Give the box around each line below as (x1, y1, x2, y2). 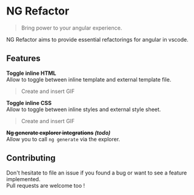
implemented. (6, 175, 41, 182)
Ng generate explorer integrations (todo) (6, 129, 111, 136)
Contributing (6, 153, 56, 164)
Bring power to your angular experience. (21, 24, 122, 31)
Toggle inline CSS (6, 99, 52, 106)
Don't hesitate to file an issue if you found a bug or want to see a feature (6, 169, 187, 176)
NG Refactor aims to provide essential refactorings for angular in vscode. (6, 36, 189, 43)
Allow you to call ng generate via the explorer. (6, 135, 120, 142)
